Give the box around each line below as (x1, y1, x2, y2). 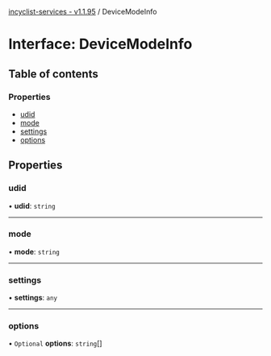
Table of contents (8, 67, 98, 81)
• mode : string (8, 246, 60, 256)
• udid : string (8, 201, 56, 210)
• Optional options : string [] (8, 338, 102, 349)
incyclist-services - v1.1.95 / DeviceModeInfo (8, 7, 157, 16)
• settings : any (8, 293, 58, 303)
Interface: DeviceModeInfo (8, 35, 193, 53)
